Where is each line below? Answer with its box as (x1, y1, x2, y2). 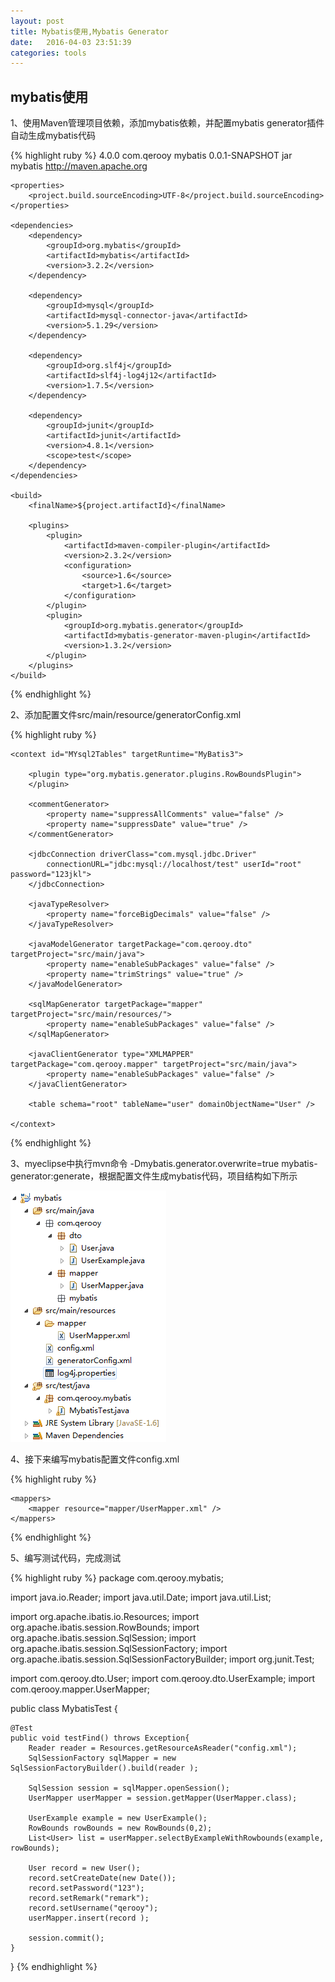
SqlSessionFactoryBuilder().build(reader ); (10, 1763, 199, 1774)
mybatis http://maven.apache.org (10, 160, 148, 172)
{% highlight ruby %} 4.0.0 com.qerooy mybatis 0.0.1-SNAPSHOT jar (10, 150, 293, 162)
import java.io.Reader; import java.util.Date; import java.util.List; (10, 1591, 272, 1604)
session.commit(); (28, 1933, 105, 1944)
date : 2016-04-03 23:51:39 (10, 37, 132, 47)
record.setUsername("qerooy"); (28, 1903, 159, 1914)
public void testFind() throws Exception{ (10, 1733, 190, 1744)
